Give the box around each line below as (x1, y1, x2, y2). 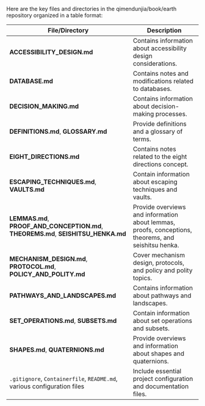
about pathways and (132, 291, 192, 300)
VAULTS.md (9, 186, 45, 194)
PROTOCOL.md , (9, 263, 56, 270)
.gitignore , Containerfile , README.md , (9, 375, 118, 383)
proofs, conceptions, (132, 226, 192, 234)
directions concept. (132, 160, 189, 169)
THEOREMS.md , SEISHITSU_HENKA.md (9, 230, 126, 237)
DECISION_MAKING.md (9, 102, 79, 111)
